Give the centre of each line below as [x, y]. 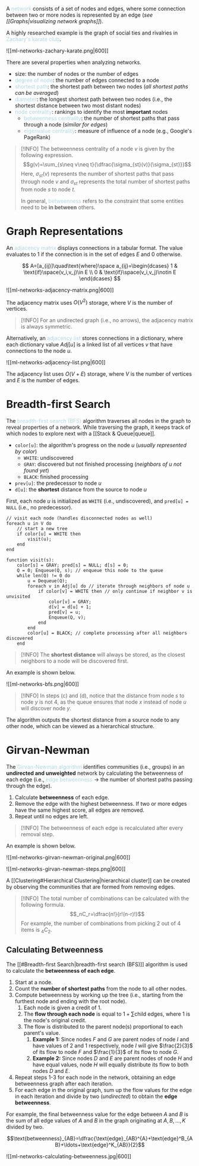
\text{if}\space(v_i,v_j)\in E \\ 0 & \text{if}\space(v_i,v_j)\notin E [100, 272]
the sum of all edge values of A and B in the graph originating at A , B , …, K [96, 1120]
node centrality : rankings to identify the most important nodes [91, 112]
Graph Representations [65, 231]
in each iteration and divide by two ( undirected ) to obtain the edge [96, 1096]
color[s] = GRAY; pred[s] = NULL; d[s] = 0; [73, 565]
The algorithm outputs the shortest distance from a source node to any [93, 720]
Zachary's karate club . [34, 39]
